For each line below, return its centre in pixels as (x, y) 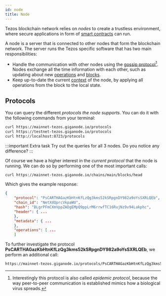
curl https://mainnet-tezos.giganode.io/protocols (58, 127)
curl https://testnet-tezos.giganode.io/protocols (58, 132)
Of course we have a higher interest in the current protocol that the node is (81, 160)
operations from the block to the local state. (57, 85)
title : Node (17, 14)
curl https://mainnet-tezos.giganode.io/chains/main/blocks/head (74, 175)
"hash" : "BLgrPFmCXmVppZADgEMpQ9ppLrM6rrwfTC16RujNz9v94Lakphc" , (83, 207)
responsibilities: (21, 54)
